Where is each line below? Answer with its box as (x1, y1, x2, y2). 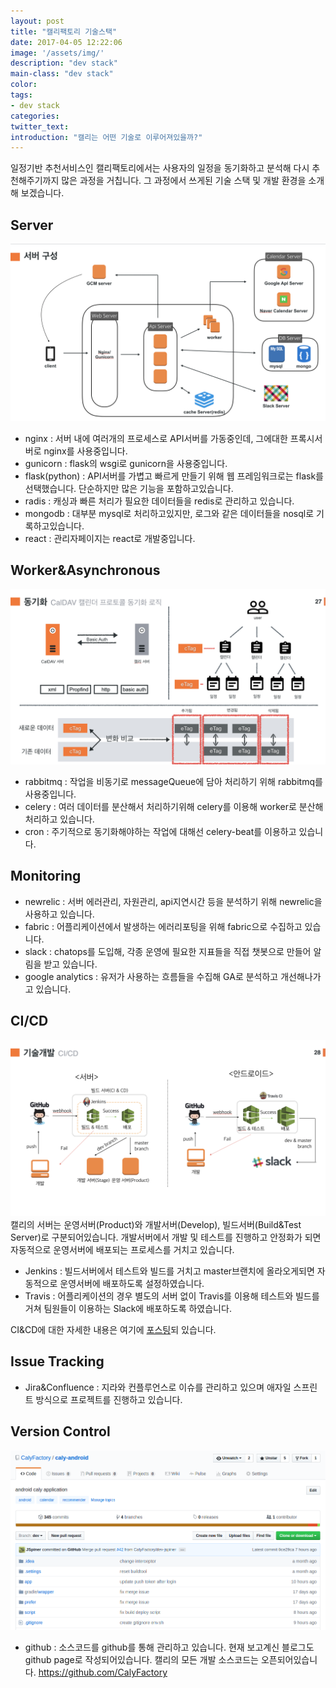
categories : (10, 111, 60, 121)
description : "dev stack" (10, 58, 118, 69)
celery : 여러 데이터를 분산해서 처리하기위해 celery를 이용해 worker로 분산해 (24, 800, 324, 812)
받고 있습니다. (43, 958, 98, 970)
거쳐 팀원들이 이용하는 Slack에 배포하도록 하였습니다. (24, 1303, 232, 1315)
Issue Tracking (10, 1353, 105, 1370)
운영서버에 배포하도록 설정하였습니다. (59, 1278, 205, 1290)
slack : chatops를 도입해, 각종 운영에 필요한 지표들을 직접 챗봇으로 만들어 (24, 945, 312, 957)
